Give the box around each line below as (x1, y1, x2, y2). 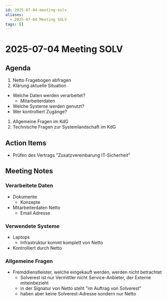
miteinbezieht (20, 280, 49, 286)
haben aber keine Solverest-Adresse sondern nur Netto (20, 291, 136, 297)
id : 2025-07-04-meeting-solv (5, 7, 67, 13)
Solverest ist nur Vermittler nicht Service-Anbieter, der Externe (20, 275, 151, 281)
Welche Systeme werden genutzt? (12, 103, 85, 109)
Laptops (12, 234, 30, 240)
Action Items (5, 138, 47, 147)
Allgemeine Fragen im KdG (12, 118, 69, 125)
